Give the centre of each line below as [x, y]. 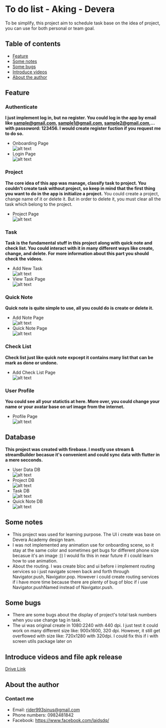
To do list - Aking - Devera [60, 9]
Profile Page [25, 416]
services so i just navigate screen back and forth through [71, 571]
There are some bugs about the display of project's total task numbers [84, 615]
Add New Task [27, 269]
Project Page [25, 214]
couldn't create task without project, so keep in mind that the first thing [80, 188]
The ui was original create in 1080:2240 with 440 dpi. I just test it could [85, 625]
